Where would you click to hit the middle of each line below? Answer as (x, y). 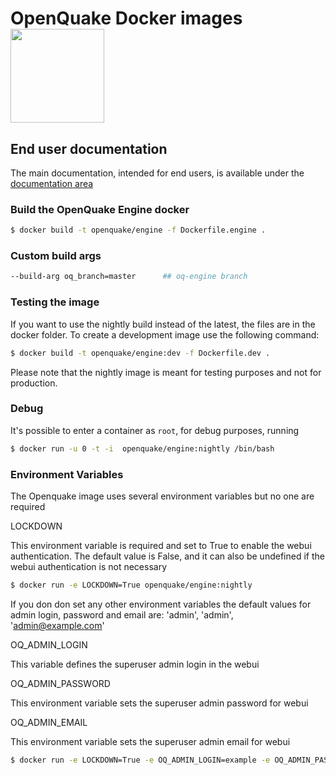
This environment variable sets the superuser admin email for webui (150, 741)
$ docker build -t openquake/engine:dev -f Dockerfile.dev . (140, 353)
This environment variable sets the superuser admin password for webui (159, 703)
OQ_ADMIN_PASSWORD (60, 683)
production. (34, 383)
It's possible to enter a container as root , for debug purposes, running (155, 430)
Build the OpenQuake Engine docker (100, 209)
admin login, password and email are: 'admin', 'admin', (122, 614)
